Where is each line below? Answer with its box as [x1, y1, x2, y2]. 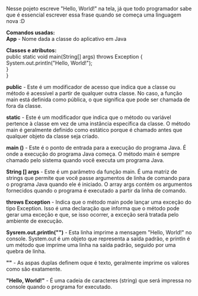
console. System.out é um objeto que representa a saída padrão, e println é [6, 235, 190, 242]
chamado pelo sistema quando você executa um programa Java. [6, 157, 165, 163]
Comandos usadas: [6, 29, 55, 36]
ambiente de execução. [6, 217, 63, 224]
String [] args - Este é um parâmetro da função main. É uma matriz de [6, 168, 177, 175]
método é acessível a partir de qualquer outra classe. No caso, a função [6, 90, 183, 96]
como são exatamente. [6, 266, 62, 272]
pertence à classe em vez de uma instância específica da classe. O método [6, 120, 191, 127]
